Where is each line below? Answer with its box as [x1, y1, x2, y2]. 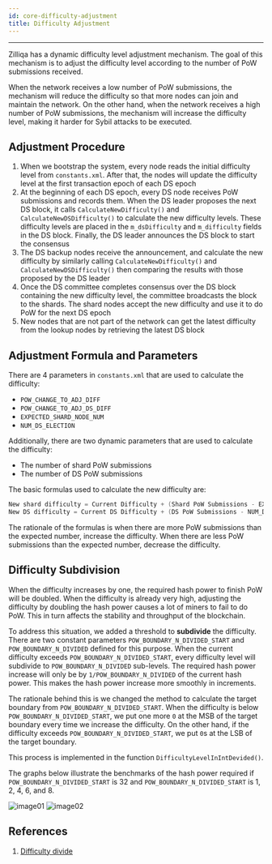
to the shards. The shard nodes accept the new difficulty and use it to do [19, 299, 263, 309]
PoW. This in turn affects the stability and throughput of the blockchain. [8, 610, 246, 620]
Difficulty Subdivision [8, 563, 121, 577]
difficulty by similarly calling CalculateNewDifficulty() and [19, 256, 217, 266]
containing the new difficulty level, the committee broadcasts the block [19, 291, 257, 301]
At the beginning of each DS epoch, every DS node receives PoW [19, 187, 239, 197]
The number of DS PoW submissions [19, 469, 143, 479]
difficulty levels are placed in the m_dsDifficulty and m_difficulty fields [19, 222, 262, 232]
